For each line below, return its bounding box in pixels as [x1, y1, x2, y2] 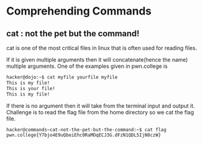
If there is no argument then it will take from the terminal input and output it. [6, 102, 195, 110]
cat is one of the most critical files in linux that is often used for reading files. [6, 44, 198, 51]
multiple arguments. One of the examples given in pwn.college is [6, 62, 168, 70]
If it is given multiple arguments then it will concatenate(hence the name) [6, 56, 188, 63]
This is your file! [6, 85, 56, 91]
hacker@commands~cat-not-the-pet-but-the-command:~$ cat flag [6, 126, 167, 133]
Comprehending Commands [6, 4, 152, 18]
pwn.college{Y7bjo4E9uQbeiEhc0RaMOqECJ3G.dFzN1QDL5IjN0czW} [6, 132, 162, 139]
